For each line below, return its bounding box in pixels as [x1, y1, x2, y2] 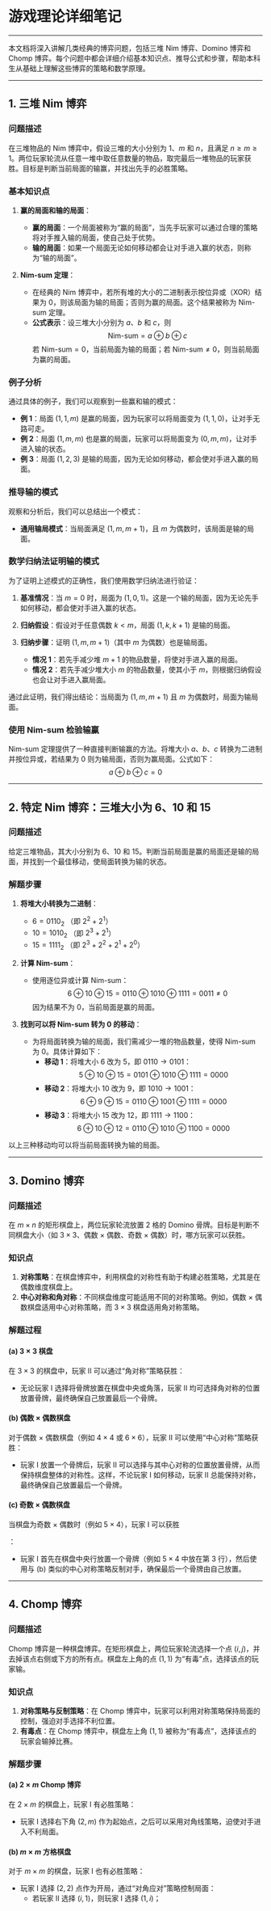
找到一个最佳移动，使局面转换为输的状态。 [29, 856, 171, 866]
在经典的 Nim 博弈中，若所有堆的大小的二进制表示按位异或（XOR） [31, 287, 256, 297]
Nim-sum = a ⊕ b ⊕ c [107, 331, 188, 340]
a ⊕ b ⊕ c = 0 [108, 767, 163, 777]
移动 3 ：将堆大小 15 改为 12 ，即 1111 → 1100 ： [44, 1111, 196, 1120]
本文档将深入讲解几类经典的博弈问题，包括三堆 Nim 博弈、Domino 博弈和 [8, 43, 252, 53]
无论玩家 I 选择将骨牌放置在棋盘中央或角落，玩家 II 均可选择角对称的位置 [19, 1383, 261, 1393]
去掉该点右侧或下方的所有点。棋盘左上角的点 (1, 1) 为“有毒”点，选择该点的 [8, 1654, 252, 1664]
